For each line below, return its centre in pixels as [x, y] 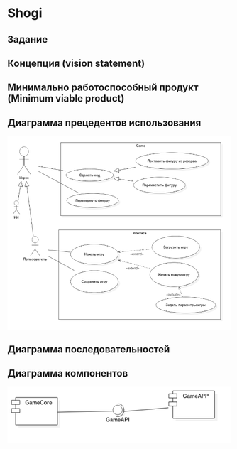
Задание [28, 39]
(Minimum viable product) [66, 98]
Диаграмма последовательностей [89, 349]
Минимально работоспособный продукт [103, 88]
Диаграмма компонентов [68, 373]
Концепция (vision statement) [76, 63]
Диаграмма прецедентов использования [104, 123]
